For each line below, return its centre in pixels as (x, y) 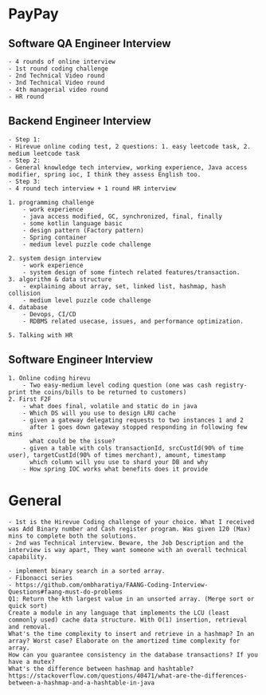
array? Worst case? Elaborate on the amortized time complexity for (124, 641)
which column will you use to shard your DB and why (119, 462)
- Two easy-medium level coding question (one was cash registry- (135, 385)
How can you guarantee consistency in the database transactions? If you (133, 655)
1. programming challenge (51, 202)
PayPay (33, 14)
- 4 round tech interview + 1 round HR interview (92, 189)
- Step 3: (25, 181)
